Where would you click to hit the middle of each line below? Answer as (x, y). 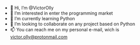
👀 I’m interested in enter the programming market (61, 13)
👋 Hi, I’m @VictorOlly (32, 8)
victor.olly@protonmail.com (39, 37)
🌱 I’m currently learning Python (42, 18)
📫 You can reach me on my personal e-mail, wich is (64, 30)
